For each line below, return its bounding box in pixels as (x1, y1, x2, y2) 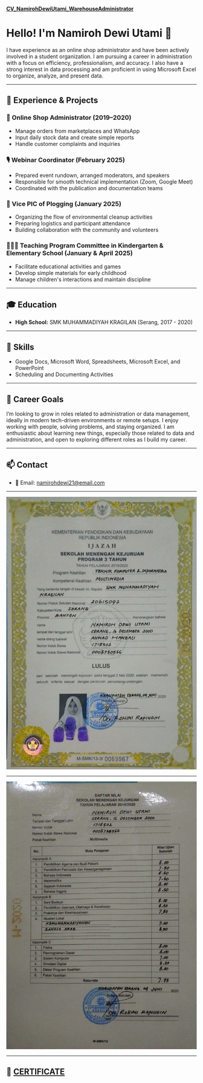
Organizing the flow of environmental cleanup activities (14, 213, 153, 220)
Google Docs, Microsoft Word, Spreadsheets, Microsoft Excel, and (14, 358, 181, 365)
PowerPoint (14, 365, 44, 372)
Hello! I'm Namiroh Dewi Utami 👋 (6, 27, 172, 40)
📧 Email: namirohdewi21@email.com (14, 479, 105, 486)
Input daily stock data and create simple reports (14, 133, 134, 141)
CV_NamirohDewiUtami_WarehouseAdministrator (6, 5, 134, 12)
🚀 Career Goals (6, 394, 64, 405)
